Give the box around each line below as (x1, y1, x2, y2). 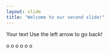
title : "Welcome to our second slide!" (6, 14, 105, 20)
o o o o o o (6, 42, 33, 49)
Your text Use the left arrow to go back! (6, 30, 103, 37)
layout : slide (6, 8, 42, 15)
